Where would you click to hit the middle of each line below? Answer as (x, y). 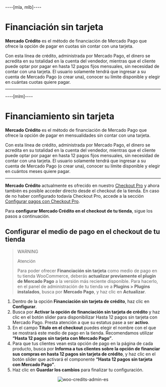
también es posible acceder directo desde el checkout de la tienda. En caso (82, 191)
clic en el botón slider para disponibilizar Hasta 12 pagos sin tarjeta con (85, 317)
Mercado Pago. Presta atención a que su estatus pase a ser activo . (81, 322)
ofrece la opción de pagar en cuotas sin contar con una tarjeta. (69, 46)
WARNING (28, 251)
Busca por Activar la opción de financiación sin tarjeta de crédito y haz (86, 312)
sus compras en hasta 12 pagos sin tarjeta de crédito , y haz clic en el (84, 354)
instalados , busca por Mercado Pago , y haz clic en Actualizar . (82, 291)
